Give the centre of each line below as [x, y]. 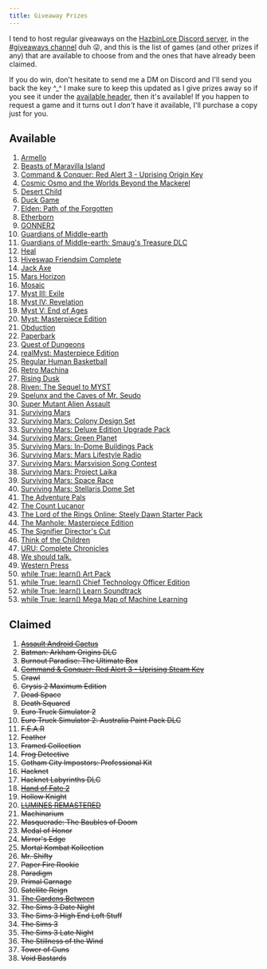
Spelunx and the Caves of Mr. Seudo [81, 396]
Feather [33, 737]
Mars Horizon [43, 277]
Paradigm [36, 873]
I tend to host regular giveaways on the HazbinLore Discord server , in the [129, 38]
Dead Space [41, 695]
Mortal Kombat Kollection [62, 847]
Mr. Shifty [36, 856]
